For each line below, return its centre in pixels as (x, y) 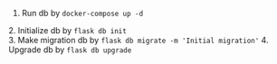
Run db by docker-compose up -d (82, 13)
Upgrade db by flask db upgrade (70, 50)
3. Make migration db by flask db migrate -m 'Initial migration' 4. (138, 40)
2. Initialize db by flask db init (68, 30)
